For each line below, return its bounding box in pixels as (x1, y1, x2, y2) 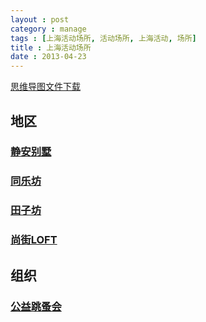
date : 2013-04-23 (10, 52, 87, 62)
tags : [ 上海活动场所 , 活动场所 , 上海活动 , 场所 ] (10, 33, 197, 43)
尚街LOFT (10, 233, 58, 247)
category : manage (10, 24, 87, 34)
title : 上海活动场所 (10, 42, 92, 53)
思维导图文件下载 (10, 81, 81, 93)
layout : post (10, 14, 70, 25)
